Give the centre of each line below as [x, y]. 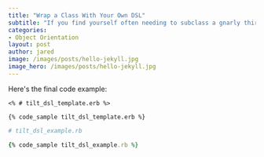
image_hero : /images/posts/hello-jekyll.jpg [82, 67]
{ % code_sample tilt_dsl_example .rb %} [73, 145]
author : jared [31, 52]
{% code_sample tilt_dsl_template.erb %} [77, 117]
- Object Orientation [44, 37]
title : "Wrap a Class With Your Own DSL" [77, 15]
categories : [27, 30]
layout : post [29, 45]
